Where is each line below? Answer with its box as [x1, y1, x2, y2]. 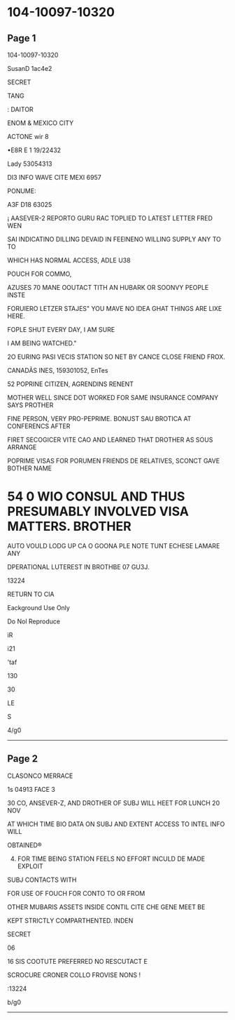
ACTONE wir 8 [7, 133, 49, 140]
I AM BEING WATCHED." [7, 339, 77, 347]
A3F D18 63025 [7, 201, 52, 208]
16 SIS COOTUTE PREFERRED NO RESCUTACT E [7, 957, 148, 965]
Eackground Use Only [7, 603, 70, 611]
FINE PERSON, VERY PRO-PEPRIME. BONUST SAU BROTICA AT [7, 415, 192, 423]
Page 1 [7, 32, 36, 44]
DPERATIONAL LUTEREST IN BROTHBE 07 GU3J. [7, 562, 150, 571]
